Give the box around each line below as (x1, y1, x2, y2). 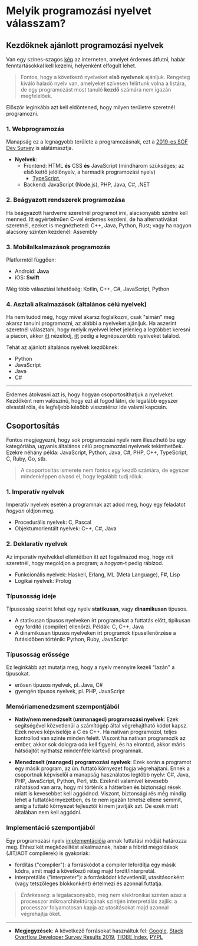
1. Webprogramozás (6, 125, 65, 133)
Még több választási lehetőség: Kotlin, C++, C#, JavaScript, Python (6, 285, 170, 292)
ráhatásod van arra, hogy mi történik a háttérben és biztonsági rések (14, 784, 181, 791)
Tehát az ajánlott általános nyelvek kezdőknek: (6, 344, 120, 351)
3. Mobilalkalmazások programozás (6, 243, 111, 251)
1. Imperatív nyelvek (6, 487, 65, 495)
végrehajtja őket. (20, 910, 62, 917)
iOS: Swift (14, 273, 39, 281)
